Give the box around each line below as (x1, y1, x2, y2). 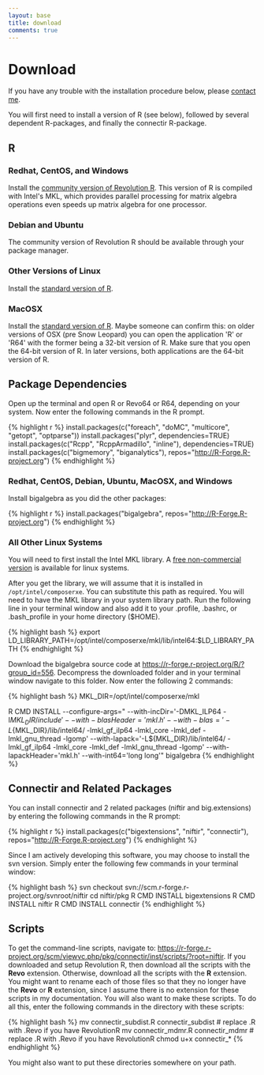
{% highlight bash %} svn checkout (8, 882, 124, 892)
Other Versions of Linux (8, 265, 101, 276)
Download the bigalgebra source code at (8, 660, 141, 669)
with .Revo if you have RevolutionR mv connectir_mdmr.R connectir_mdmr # (8, 1025, 255, 1035)
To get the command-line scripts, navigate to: (8, 943, 156, 953)
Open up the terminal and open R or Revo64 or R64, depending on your (8, 398, 240, 408)
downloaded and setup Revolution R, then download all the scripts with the (8, 960, 251, 969)
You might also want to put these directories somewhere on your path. (8, 1058, 236, 1067)
